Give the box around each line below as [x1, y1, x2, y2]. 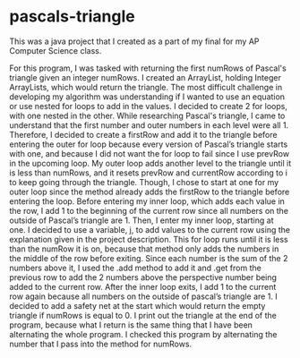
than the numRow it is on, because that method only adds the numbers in [9, 243, 279, 254]
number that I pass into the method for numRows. [9, 338, 193, 349]
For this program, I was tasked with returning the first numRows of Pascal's [9, 63, 287, 73]
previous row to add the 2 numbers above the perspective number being [9, 271, 278, 283]
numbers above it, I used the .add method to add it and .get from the [9, 262, 261, 273]
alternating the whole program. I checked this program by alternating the [9, 328, 278, 339]
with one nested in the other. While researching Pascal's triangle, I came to [9, 110, 286, 121]
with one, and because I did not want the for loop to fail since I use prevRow [9, 148, 289, 158]
